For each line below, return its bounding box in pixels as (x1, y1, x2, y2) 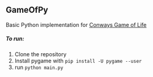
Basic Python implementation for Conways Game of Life (6, 21, 147, 28)
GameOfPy (6, 5, 48, 15)
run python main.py (14, 64, 64, 71)
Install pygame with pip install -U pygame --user (14, 57, 142, 64)
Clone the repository (14, 50, 67, 57)
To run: (6, 35, 24, 42)
